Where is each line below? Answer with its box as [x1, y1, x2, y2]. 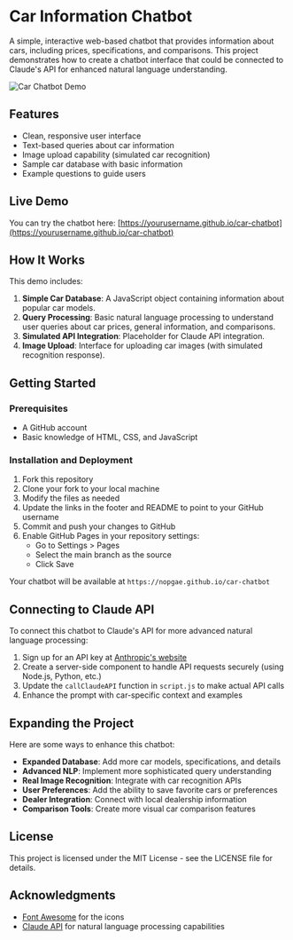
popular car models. [21, 303, 96, 313]
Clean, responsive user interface [21, 130, 142, 141]
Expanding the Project [9, 715, 135, 731]
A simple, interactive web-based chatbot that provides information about [9, 36, 274, 46]
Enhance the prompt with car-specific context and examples [21, 690, 243, 700]
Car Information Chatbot [9, 6, 193, 27]
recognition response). [21, 350, 105, 360]
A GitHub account [21, 423, 88, 433]
